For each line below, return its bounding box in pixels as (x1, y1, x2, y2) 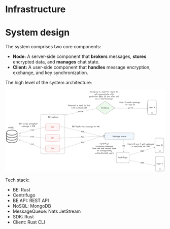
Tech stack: (5, 177, 29, 183)
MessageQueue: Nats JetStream (12, 208, 81, 214)
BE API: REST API (12, 198, 49, 204)
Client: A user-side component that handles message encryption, (12, 64, 151, 71)
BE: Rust (12, 187, 30, 193)
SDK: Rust (12, 214, 34, 220)
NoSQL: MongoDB (12, 203, 51, 209)
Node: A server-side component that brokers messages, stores (12, 53, 147, 59)
